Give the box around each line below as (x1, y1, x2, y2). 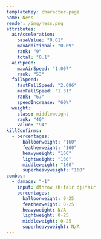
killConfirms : (6, 128, 42, 134)
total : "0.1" (17, 54, 50, 60)
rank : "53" (17, 71, 45, 77)
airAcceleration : (11, 32, 56, 38)
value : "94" (17, 122, 47, 128)
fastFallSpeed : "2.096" (17, 83, 77, 89)
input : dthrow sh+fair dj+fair (17, 184, 96, 190)
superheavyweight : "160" (22, 167, 85, 173)
